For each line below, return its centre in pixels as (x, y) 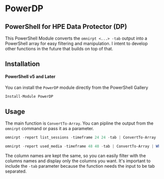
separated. (16, 171)
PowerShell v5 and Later (30, 76)
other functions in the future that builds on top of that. (59, 49)
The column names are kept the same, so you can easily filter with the (76, 156)
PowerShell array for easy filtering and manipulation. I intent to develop (76, 44)
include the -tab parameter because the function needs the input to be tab (80, 166)
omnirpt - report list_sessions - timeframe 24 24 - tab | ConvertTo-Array (81, 137)
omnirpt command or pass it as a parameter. (50, 129)
